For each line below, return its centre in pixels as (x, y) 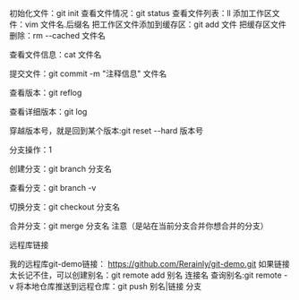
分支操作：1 (30, 150)
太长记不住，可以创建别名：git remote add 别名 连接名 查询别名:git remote (145, 275)
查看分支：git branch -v (53, 188)
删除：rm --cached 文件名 (57, 35)
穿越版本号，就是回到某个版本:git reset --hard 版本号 (107, 131)
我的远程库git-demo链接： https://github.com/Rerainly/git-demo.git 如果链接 (149, 264)
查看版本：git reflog (46, 93)
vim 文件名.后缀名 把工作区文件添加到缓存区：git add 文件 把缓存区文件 (155, 24)
